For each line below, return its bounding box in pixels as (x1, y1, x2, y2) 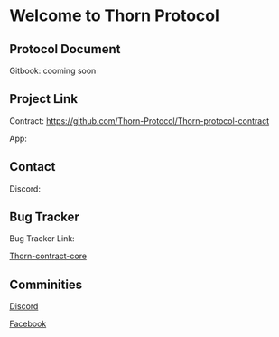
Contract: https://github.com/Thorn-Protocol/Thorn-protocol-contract (9, 115, 269, 126)
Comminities (9, 276, 83, 292)
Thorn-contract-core (9, 250, 88, 262)
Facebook (9, 318, 47, 330)
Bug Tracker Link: (9, 233, 75, 244)
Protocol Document (9, 42, 121, 57)
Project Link (9, 91, 79, 107)
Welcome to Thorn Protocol (9, 5, 219, 26)
